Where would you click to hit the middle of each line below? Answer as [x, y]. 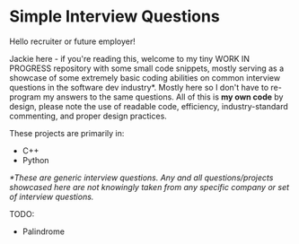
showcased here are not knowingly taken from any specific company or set [149, 187]
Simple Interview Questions [114, 17]
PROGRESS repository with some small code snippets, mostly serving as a [147, 68]
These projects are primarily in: [67, 133]
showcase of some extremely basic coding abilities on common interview [145, 77]
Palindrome [44, 231]
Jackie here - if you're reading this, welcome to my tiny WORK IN [129, 58]
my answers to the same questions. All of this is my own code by [163, 97]
